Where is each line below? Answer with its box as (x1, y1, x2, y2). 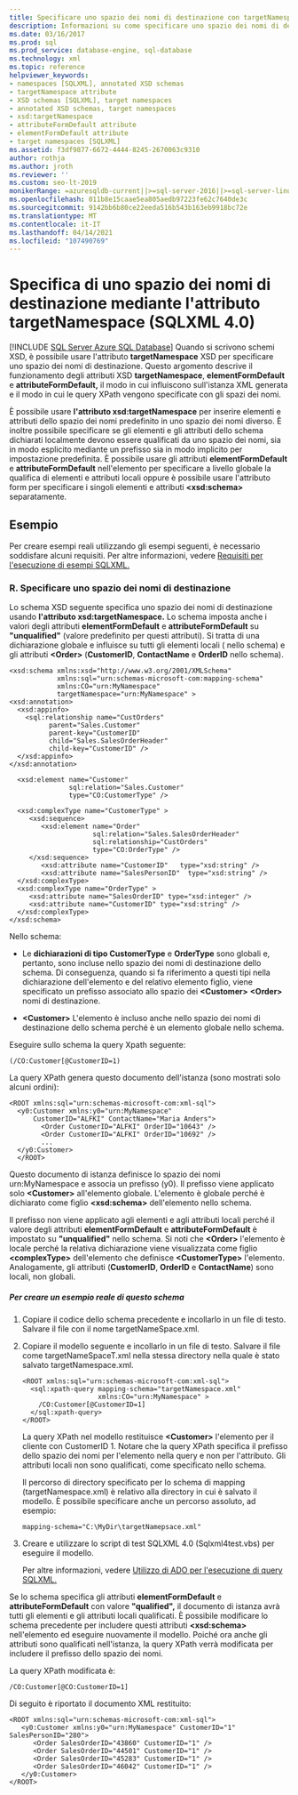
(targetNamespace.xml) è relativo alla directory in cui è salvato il (21, 1486, 257, 1497)
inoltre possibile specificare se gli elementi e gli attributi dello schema (9, 425, 264, 436)
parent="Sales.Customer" (48, 721, 141, 730)
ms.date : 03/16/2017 (9, 29, 86, 38)
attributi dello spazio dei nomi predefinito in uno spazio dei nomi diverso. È (9, 415, 282, 427)
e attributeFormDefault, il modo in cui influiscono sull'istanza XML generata (9, 380, 288, 390)
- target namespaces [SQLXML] (9, 137, 122, 146)
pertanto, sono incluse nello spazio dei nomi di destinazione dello (21, 958, 262, 969)
